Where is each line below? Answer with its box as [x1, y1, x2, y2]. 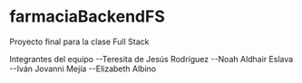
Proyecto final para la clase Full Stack [9, 36, 150, 47]
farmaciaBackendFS [9, 6, 165, 27]
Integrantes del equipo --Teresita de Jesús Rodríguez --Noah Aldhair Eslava [9, 53, 294, 64]
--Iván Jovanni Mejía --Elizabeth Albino [9, 63, 157, 74]
